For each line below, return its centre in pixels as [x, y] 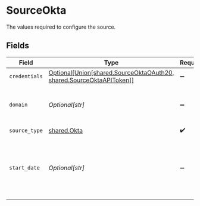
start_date [24, 167]
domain [18, 104]
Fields [18, 46]
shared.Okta [66, 131]
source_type [26, 131]
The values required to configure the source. [61, 27]
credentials [26, 76]
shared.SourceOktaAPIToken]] [91, 80]
